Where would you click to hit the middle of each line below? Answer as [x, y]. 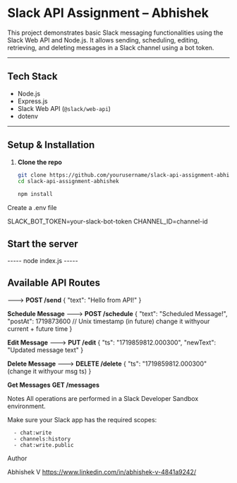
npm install [35, 194]
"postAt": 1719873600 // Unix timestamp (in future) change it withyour [109, 321]
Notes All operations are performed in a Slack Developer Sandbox [103, 398]
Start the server [43, 244]
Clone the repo [39, 162]
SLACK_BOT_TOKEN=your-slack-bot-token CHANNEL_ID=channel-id [108, 221]
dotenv [28, 116]
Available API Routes [54, 283]
